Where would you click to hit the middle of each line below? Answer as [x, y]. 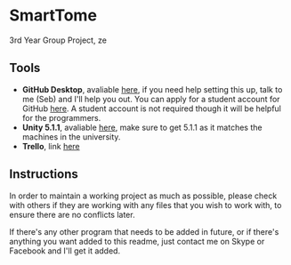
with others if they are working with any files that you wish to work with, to [145, 205]
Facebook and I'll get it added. [65, 251]
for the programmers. [61, 117]
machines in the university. [71, 137]
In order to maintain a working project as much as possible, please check [143, 196]
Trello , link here [51, 146]
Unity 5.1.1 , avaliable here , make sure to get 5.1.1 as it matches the [142, 127]
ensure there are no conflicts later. [72, 214]
